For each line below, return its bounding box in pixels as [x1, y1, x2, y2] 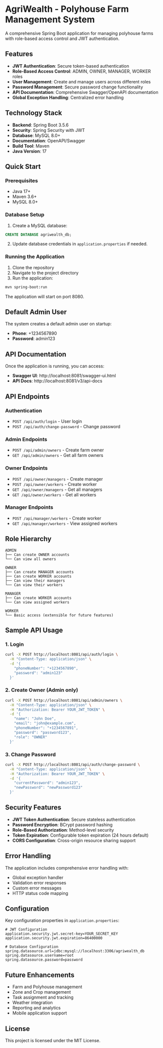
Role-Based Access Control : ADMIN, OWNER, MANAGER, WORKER [12, 68, 151, 74]
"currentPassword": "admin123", [14, 780, 81, 786]
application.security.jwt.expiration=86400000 [5, 936, 103, 941]
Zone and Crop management [12, 989, 71, 995]
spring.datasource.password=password [5, 957, 83, 963]
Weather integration [12, 1000, 53, 1006]
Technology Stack [5, 109, 62, 117]
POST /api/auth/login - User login [12, 418, 82, 424]
